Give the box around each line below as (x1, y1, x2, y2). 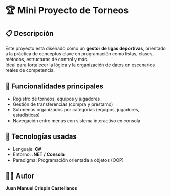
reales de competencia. (5, 67, 55, 73)
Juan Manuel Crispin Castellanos (5, 185, 78, 191)
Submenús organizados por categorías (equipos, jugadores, (12, 106, 140, 112)
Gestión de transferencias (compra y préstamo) (12, 101, 113, 107)
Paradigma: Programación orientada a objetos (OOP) (12, 156, 124, 163)
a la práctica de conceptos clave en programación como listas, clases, (5, 51, 154, 57)
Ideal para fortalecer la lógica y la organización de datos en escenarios (5, 62, 155, 68)
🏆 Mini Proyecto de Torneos (5, 5, 129, 16)
